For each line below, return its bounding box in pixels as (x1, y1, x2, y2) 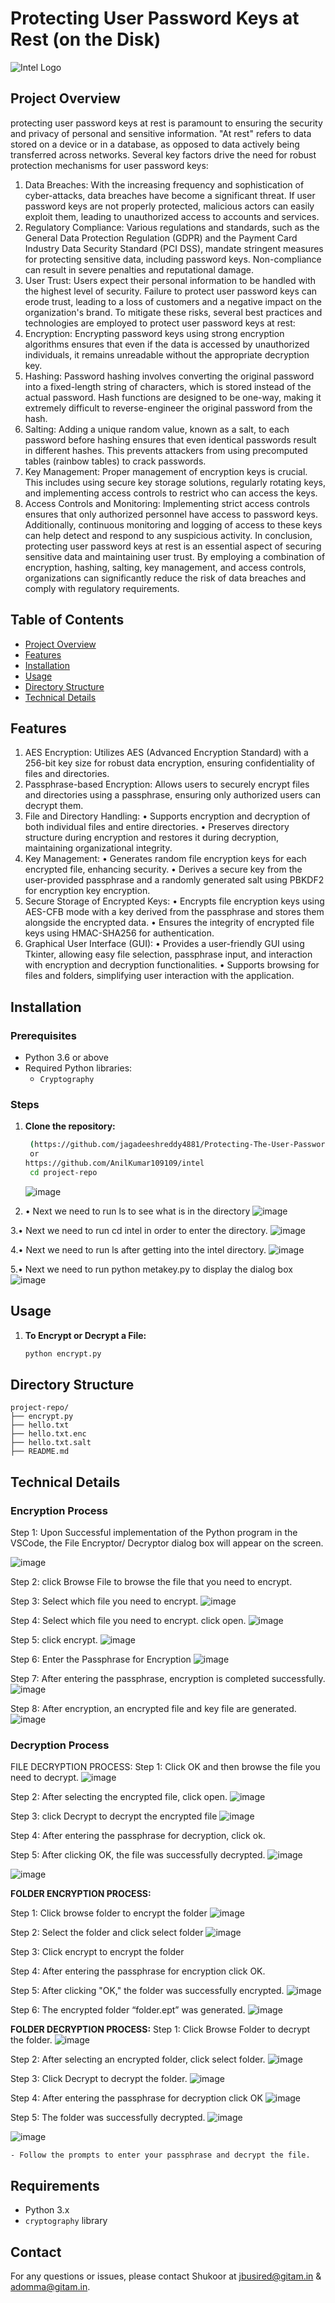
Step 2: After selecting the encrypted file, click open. (10, 1791, 228, 1803)
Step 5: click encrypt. (10, 1634, 98, 1646)
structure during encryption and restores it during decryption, (24, 832, 279, 844)
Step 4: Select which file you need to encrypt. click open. (10, 1615, 247, 1627)
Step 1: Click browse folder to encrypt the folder (10, 1907, 208, 1919)
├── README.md (10, 1447, 70, 1457)
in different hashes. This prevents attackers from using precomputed (24, 444, 308, 456)
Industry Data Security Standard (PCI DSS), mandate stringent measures (24, 242, 324, 254)
